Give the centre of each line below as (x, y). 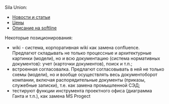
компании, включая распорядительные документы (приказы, (79, 80)
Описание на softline (34, 28)
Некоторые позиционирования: (39, 38)
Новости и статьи (31, 17)
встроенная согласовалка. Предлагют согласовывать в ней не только (88, 69)
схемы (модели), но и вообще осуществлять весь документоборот (85, 75)
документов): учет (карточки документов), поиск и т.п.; (72, 64)
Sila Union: (16, 7)
